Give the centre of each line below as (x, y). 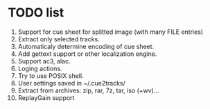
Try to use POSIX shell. (51, 76)
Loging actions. (40, 68)
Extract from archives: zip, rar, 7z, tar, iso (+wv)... (88, 90)
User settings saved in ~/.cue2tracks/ (71, 83)
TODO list (36, 13)
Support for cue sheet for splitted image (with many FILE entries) (111, 32)
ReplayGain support (46, 97)
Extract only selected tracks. (59, 39)
